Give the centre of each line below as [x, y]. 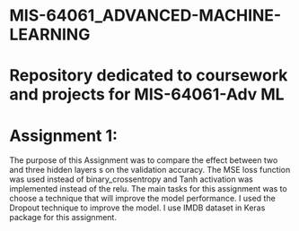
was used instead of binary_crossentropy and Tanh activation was [131, 179]
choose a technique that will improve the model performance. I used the [142, 199]
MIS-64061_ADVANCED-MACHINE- [145, 16]
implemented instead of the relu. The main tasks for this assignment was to [148, 189]
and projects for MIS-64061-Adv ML [147, 94]
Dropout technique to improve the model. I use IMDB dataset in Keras [137, 208]
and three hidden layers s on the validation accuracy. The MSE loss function [150, 170]
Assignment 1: [64, 136]
